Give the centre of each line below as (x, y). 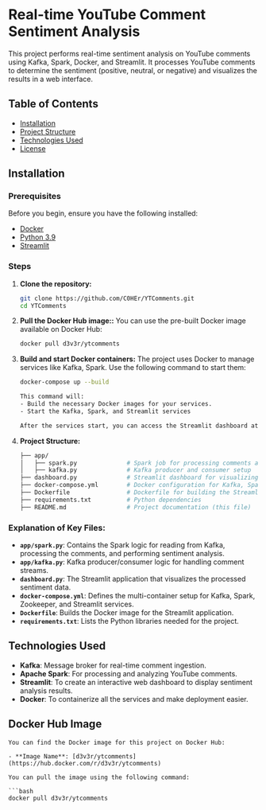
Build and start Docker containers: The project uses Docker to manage (137, 359)
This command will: (52, 397)
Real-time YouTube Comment (107, 15)
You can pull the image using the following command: (99, 777)
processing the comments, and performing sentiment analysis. (122, 554)
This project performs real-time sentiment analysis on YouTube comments (129, 53)
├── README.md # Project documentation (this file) (135, 507)
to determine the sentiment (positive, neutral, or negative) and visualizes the (133, 70)
